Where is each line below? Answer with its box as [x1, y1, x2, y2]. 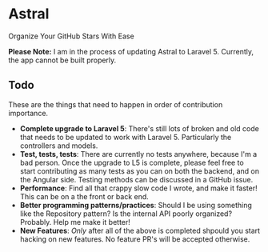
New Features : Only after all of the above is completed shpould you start [19, 226, 261, 235]
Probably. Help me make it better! [19, 217, 130, 226]
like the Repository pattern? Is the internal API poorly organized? [19, 209, 233, 218]
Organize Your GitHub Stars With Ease [8, 31, 134, 41]
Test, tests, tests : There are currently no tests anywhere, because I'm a [19, 149, 258, 158]
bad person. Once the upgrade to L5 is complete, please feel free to [19, 158, 244, 167]
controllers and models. [19, 141, 98, 150]
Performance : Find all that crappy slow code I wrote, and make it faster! [19, 183, 258, 193]
